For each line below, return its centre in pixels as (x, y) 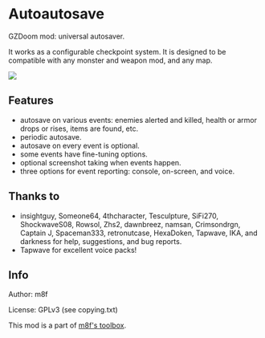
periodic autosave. (51, 136)
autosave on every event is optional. (80, 145)
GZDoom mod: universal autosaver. (67, 36)
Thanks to (34, 196)
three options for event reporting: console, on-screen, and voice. (127, 171)
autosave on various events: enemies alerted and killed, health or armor (138, 120)
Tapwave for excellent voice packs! (78, 250)
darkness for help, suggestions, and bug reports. (101, 241)
